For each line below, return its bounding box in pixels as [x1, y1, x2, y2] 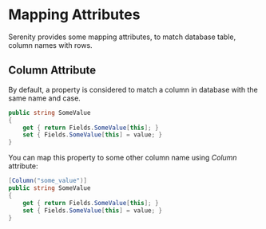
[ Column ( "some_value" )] [8, 177, 88, 185]
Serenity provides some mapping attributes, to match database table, [8, 32, 236, 41]
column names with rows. [8, 40, 93, 49]
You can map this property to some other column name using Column [8, 153, 237, 163]
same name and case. [8, 93, 81, 103]
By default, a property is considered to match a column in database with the [8, 85, 258, 94]
